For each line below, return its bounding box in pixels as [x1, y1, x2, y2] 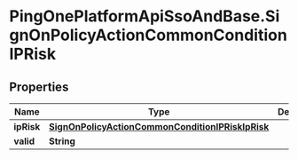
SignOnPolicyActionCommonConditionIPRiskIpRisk [48, 121, 270, 132]
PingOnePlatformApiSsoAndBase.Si [9, 6, 280, 27]
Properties [9, 79, 69, 94]
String [48, 135, 75, 147]
